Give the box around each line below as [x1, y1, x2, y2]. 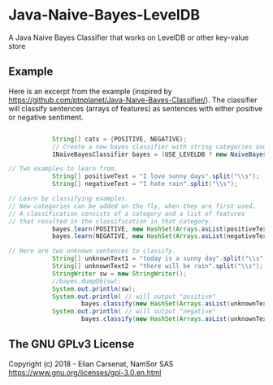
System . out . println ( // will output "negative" [51, 307, 217, 316]
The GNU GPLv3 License [8, 337, 135, 351]
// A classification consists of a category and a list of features [8, 210, 245, 218]
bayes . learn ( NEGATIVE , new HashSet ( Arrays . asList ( [51, 232, 227, 240]
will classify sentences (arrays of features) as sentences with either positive [8, 103, 262, 113]
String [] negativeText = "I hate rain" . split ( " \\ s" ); [51, 180, 238, 188]
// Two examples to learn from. [8, 165, 118, 173]
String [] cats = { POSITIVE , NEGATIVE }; [51, 135, 187, 143]
